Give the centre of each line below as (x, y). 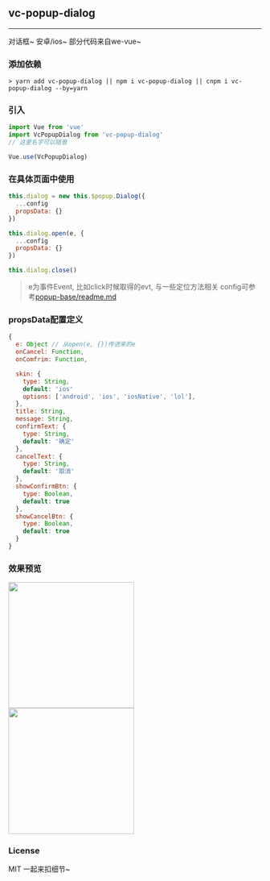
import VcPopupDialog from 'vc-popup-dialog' (86, 135)
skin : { (29, 374)
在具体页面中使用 (41, 179)
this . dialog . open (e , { (46, 233)
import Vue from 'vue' (46, 127)
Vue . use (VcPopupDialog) (48, 157)
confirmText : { (41, 426)
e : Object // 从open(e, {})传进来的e (76, 345)
